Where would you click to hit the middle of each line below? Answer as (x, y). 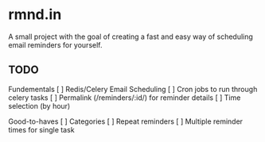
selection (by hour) (39, 106)
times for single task (41, 129)
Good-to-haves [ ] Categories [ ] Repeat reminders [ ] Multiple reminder (126, 121)
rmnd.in (35, 15)
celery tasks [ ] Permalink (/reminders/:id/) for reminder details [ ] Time (125, 98)
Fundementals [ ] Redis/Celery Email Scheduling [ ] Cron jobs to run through (133, 89)
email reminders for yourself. (55, 44)
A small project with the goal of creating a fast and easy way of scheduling (131, 36)
